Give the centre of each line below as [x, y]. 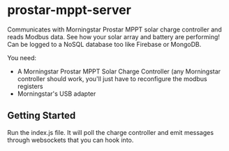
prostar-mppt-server [69, 10]
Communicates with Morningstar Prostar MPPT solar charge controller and [114, 29]
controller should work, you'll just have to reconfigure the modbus [112, 78]
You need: [22, 57]
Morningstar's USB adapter [57, 94]
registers [30, 86]
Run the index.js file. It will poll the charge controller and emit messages [111, 132]
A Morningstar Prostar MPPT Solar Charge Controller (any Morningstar [119, 71]
